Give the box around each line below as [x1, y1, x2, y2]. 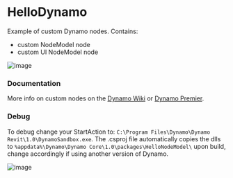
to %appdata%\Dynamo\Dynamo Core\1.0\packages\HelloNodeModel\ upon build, [7, 142, 226, 150]
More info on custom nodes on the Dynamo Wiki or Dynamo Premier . [7, 94, 204, 103]
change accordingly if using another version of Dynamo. [7, 150, 169, 158]
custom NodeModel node [17, 40, 90, 48]
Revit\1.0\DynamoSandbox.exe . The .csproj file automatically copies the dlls [7, 134, 221, 143]
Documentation [7, 78, 61, 88]
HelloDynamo [7, 4, 88, 20]
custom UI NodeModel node [17, 48, 99, 56]
